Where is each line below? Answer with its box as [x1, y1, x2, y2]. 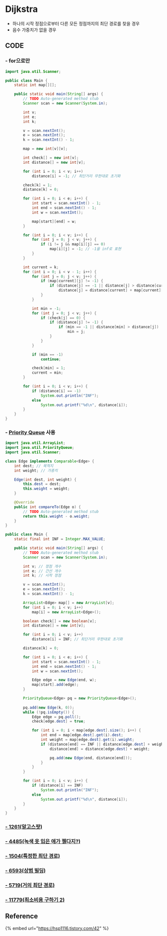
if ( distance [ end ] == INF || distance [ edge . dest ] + [40, 741, 150, 747]
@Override [14, 500, 35, 505]
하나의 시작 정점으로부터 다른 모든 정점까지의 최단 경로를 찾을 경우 [12, 20, 140, 26]
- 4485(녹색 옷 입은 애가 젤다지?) [5, 838, 81, 845]
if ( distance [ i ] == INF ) [31, 783, 83, 788]
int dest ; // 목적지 [14, 463, 54, 468]
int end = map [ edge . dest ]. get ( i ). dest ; [40, 732, 123, 737]
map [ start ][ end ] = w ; [31, 219, 77, 224]
